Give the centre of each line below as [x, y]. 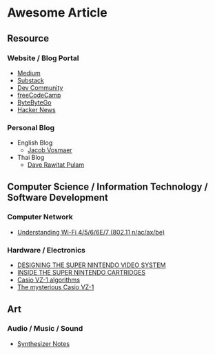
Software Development [58, 198]
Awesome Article [58, 13]
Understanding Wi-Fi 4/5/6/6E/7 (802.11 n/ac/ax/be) [91, 232]
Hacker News [37, 109]
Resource [28, 38]
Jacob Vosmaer [50, 150]
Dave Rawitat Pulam [56, 165]
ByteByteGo [34, 102]
